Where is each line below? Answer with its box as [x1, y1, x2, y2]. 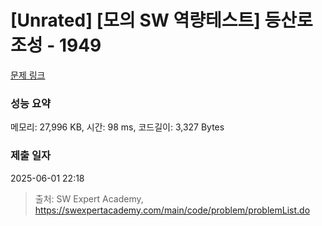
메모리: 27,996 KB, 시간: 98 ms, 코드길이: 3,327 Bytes [10, 121, 225, 133]
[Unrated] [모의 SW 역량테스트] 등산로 [10, 9, 313, 32]
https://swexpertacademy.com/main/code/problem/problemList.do [34, 204, 311, 216]
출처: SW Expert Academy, [34, 192, 144, 205]
